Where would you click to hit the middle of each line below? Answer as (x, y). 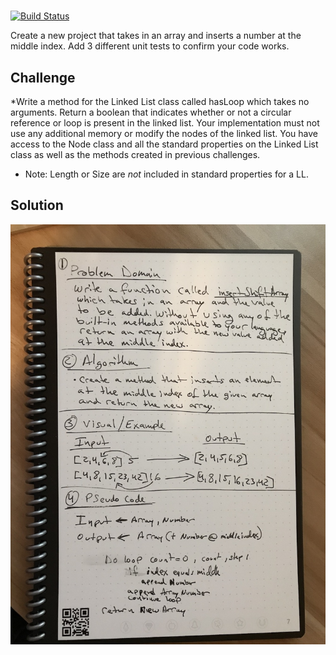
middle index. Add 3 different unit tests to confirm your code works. (150, 46)
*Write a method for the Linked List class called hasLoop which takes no (160, 101)
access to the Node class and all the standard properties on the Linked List (164, 144)
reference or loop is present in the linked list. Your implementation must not (165, 123)
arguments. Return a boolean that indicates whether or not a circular (151, 112)
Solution (37, 205)
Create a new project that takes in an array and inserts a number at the (156, 36)
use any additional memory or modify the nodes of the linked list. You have (164, 133)
